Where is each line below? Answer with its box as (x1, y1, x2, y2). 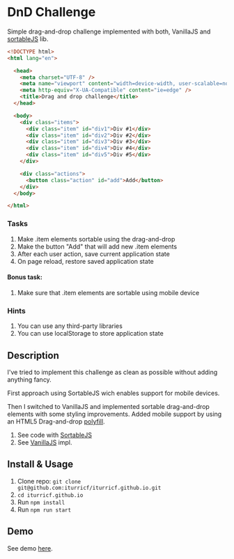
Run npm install (17, 498, 65, 506)
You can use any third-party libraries (17, 322, 123, 330)
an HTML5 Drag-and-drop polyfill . (7, 417, 106, 426)
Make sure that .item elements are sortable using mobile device (17, 288, 200, 297)
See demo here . (7, 544, 54, 552)
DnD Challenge (7, 4, 96, 20)
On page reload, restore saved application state (17, 257, 155, 265)
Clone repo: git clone (17, 477, 81, 485)
